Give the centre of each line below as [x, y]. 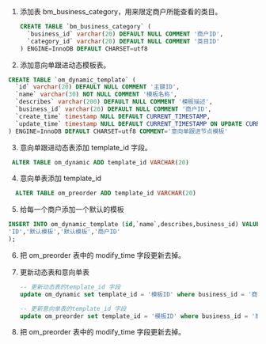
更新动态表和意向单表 [54, 272]
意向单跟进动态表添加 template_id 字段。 [85, 147]
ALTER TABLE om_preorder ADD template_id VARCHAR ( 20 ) [106, 193]
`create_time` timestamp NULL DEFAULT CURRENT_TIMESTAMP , [113, 116]
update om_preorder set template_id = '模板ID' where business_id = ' [137, 316]
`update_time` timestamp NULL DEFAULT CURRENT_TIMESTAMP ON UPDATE [129, 124]
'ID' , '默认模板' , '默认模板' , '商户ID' [65, 232]
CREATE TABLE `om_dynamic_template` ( [72, 80]
